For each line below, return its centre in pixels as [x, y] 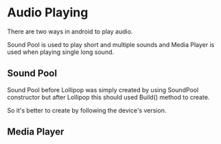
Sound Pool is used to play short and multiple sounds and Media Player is [111, 44]
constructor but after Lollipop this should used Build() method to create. [108, 97]
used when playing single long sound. [61, 52]
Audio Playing [48, 13]
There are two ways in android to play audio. [70, 31]
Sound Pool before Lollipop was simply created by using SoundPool [103, 89]
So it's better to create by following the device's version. [87, 110]
